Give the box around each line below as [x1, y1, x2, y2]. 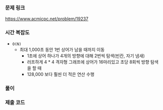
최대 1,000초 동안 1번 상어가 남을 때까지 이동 [19, 46, 105, 52]
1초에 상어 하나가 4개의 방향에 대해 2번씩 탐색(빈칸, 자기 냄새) [27, 53, 145, 59]
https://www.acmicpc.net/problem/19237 [5, 16, 89, 22]
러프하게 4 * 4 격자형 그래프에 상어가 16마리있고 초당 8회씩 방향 [27, 59, 150, 65]
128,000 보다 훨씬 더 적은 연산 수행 [27, 71, 95, 77]
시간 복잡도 [5, 29, 30, 36]
